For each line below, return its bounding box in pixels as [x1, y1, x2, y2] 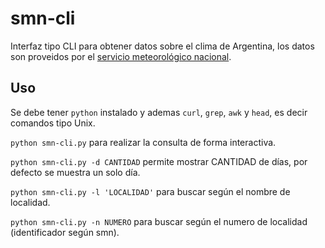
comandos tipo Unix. [10, 117, 96, 129]
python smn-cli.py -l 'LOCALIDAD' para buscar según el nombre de [10, 185, 291, 197]
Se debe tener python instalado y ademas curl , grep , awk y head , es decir [10, 106, 308, 118]
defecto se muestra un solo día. [10, 166, 141, 178]
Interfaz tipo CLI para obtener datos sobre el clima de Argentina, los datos [10, 40, 315, 52]
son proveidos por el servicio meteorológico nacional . [10, 50, 232, 62]
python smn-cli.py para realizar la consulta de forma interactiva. [10, 136, 277, 148]
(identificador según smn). [10, 226, 120, 238]
